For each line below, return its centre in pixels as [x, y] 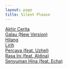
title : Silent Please [28, 15]
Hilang [12, 40]
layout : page [19, 10]
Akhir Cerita [17, 29]
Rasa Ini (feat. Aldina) [27, 55]
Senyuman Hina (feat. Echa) [34, 61]
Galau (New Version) [26, 34]
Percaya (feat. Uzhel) [27, 50]
